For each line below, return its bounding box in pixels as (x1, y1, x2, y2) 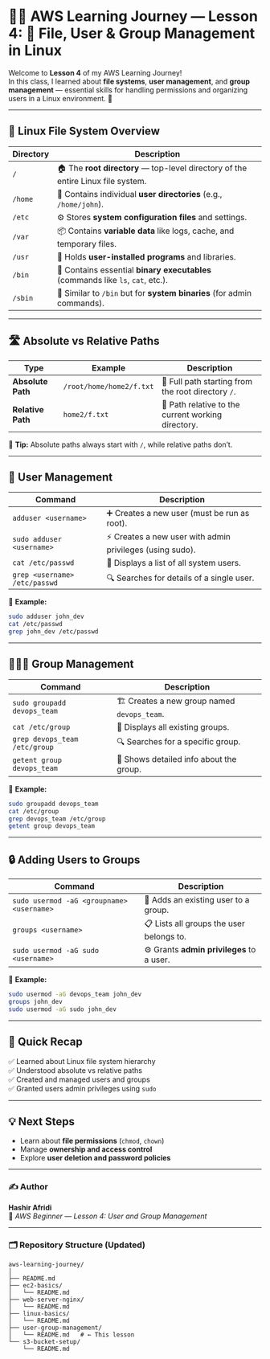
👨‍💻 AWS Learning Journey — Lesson (8, 7, 259, 26)
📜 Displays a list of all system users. (106, 558, 241, 569)
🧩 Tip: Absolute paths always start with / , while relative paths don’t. (8, 440, 233, 449)
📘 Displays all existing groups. (116, 721, 230, 732)
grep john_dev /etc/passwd (8, 628, 99, 636)
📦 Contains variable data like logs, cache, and (56, 225, 235, 236)
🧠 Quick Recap (8, 1035, 83, 1049)
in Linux (8, 42, 63, 59)
